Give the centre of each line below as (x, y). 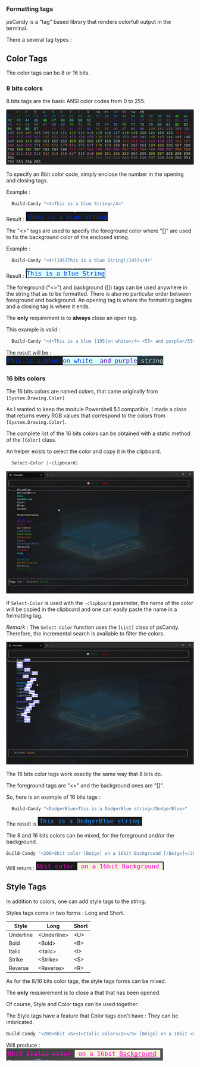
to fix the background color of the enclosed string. (68, 237)
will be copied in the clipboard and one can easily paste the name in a (92, 609)
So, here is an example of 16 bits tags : (54, 797)
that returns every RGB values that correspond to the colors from (86, 415)
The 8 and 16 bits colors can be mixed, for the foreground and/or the (90, 836)
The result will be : (29, 352)
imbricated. (20, 1022)
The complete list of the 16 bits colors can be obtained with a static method (98, 433)
